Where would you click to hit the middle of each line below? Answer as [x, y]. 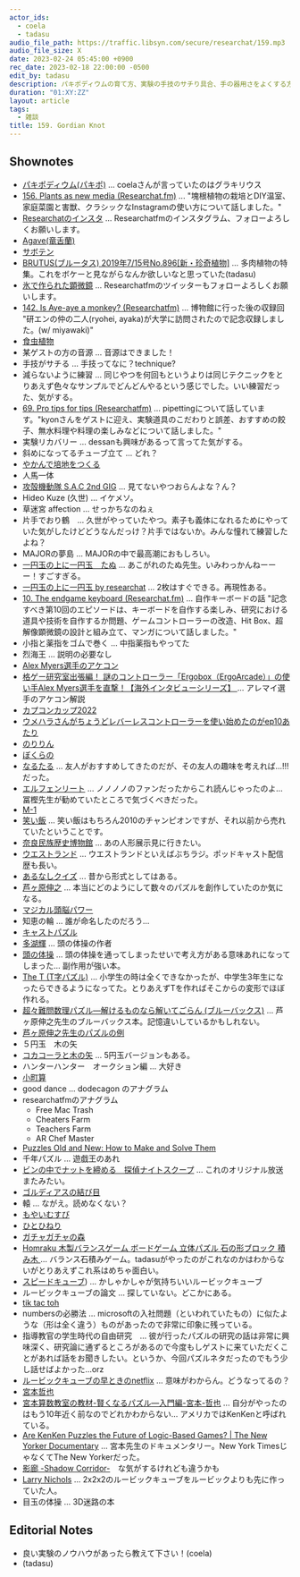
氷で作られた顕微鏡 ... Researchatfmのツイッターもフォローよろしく [147, 285]
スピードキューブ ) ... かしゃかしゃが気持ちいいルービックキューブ [142, 1281]
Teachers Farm [63, 1129]
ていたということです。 [65, 831]
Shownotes [42, 162]
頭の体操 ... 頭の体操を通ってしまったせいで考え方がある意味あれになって [156, 954]
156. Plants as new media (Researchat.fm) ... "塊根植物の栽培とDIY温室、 [156, 195]
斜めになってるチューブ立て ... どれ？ [90, 453]
